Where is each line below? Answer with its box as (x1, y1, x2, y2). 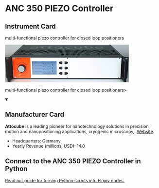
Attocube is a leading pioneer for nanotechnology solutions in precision (5, 123, 149, 129)
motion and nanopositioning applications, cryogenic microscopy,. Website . (5, 128, 155, 134)
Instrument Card (5, 22, 56, 31)
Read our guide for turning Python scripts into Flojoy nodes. (5, 177, 125, 183)
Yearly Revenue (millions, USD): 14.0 (12, 143, 85, 149)
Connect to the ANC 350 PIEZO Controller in (5, 157, 141, 165)
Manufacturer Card (5, 110, 65, 119)
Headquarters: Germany (12, 138, 61, 143)
